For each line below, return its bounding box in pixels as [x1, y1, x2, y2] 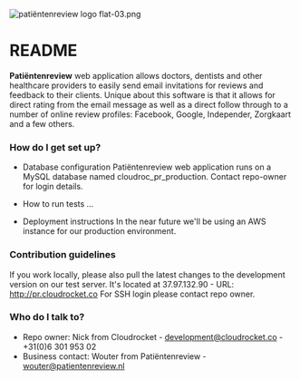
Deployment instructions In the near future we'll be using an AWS [22, 216, 266, 227]
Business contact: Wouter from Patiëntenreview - [22, 350, 207, 362]
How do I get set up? [9, 141, 102, 153]
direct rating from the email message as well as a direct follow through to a [9, 99, 288, 110]
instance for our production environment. [22, 226, 177, 237]
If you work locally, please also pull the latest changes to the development [9, 268, 285, 280]
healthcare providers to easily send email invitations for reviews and [9, 80, 264, 91]
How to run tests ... [22, 199, 94, 209]
